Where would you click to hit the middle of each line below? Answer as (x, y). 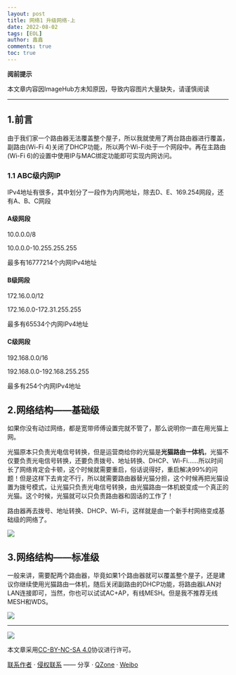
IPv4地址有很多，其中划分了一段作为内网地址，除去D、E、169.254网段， (112, 192)
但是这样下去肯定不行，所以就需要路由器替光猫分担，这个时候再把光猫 (121, 478)
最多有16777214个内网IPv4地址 (52, 263)
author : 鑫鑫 (25, 40)
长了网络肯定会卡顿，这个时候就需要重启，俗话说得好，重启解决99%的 (110, 470)
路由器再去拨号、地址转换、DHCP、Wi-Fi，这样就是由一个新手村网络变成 (113, 511)
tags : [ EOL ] (25, 33)
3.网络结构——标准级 (53, 557)
